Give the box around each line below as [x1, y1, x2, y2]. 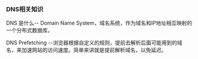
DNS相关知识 [6, 5, 44, 13]
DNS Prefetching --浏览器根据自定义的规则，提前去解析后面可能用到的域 [6, 39, 183, 46]
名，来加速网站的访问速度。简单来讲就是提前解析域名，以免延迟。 [6, 47, 167, 54]
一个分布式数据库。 [6, 27, 53, 34]
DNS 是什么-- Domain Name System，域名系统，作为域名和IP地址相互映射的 [6, 19, 193, 27]
